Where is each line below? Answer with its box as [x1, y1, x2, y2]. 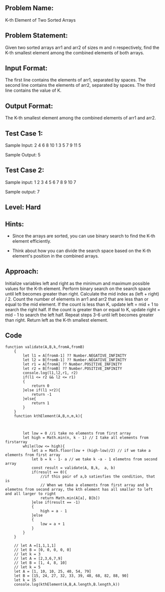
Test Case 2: [5, 166, 44, 175]
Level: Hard [5, 203, 41, 212]
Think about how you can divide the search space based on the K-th [12, 248, 151, 254]
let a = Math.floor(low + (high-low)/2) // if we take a [31, 448, 151, 453]
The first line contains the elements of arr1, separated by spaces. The [5, 77, 146, 83]
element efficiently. [12, 238, 52, 244]
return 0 [31, 383, 50, 388]
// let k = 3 [14, 552, 41, 556]
